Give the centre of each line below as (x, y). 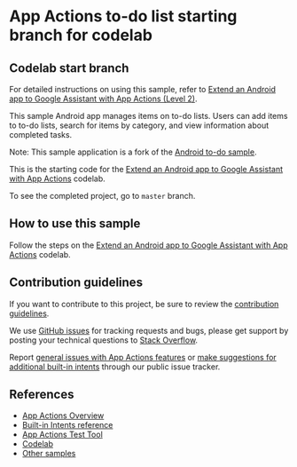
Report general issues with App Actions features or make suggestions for (143, 357)
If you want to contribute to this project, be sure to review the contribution (144, 304)
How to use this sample (75, 224)
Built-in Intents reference (67, 425)
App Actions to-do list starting (123, 16)
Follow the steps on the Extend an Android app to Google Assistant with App (148, 245)
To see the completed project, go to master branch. (102, 196)
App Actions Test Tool (63, 435)
